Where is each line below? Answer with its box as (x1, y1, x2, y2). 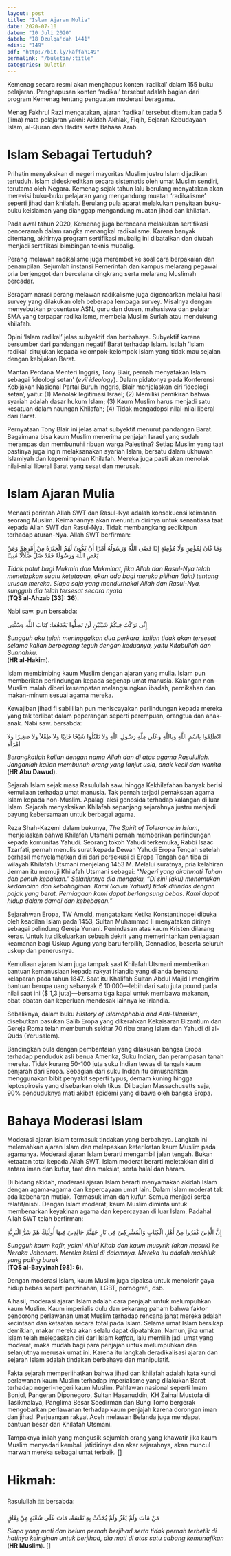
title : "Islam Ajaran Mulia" (7, 17, 91, 23)
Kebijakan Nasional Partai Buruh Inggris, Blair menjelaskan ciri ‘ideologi (7, 383, 208, 391)
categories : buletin (7, 61, 67, 68)
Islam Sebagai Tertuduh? (7, 147, 153, 162)
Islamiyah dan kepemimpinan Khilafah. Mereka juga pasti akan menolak (7, 454, 210, 462)
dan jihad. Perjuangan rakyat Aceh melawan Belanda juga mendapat (7, 1413, 201, 1421)
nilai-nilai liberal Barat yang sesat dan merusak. (7, 462, 141, 470)
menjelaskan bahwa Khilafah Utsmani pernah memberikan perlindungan (7, 831, 211, 839)
